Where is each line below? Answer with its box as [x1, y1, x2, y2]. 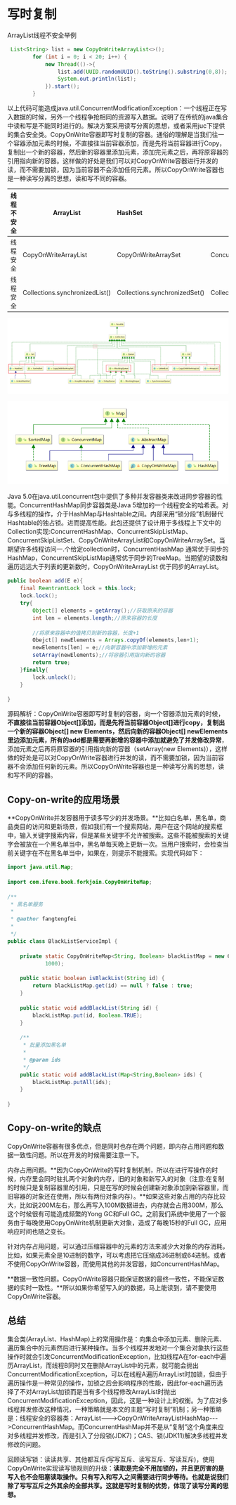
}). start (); [44, 83, 80, 90]
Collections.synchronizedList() [22, 288, 111, 297]
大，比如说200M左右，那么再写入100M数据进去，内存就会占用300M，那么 [7, 1201, 223, 1209]
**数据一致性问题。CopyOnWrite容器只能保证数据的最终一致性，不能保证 [7, 1275, 218, 1283]
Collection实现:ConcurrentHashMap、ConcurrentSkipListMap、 [7, 528, 192, 536]
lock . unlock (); [32, 674, 77, 681]
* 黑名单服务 [10, 901, 44, 908]
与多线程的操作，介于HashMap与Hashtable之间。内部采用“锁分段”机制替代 [7, 510, 223, 519]
